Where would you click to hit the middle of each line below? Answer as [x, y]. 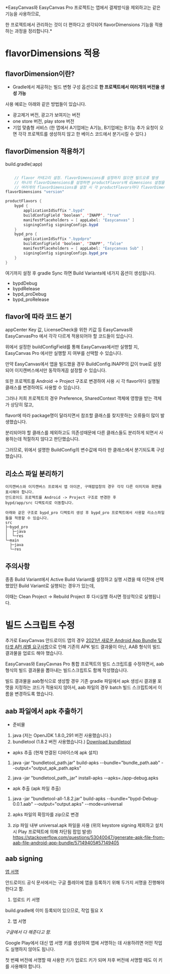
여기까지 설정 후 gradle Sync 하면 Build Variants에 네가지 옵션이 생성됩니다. [80, 273]
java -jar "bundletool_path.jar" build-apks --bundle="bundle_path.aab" [86, 763]
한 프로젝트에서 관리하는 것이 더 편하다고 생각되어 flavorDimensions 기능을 [79, 25]
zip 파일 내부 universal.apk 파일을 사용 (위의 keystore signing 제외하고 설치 [88, 825]
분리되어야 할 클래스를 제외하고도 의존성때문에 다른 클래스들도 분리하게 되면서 [82, 433]
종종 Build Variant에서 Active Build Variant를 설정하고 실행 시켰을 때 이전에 [80, 579]
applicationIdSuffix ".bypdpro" [58, 239]
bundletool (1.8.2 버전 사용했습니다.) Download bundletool [72, 742]
